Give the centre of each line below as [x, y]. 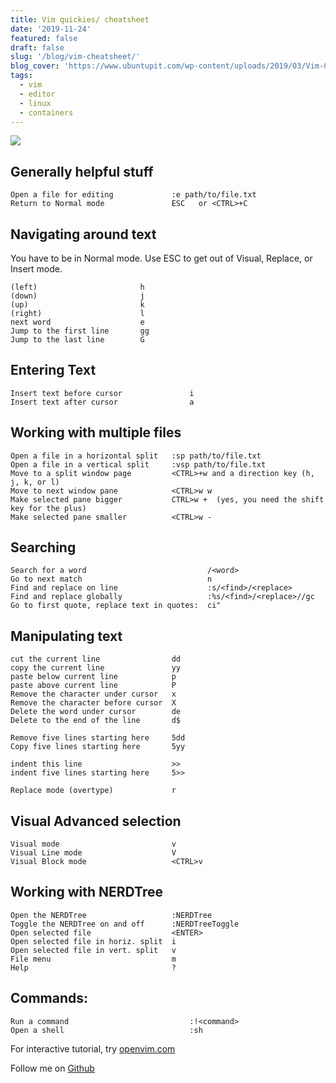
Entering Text [53, 370]
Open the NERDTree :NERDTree [111, 915]
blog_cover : [35, 66]
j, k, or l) [35, 482]
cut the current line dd [96, 659]
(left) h [77, 287]
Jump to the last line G [77, 340]
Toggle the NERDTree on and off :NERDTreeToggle [125, 924]
